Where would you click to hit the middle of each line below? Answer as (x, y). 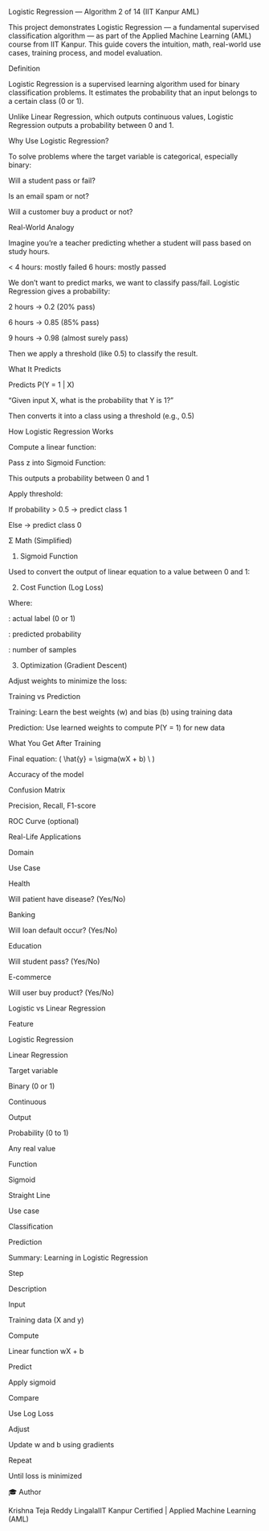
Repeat (20, 1460)
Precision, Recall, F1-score (52, 805)
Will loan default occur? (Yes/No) (63, 930)
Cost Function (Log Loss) (62, 587)
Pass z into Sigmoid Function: (57, 463)
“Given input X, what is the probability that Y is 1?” (91, 400)
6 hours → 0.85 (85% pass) (54, 322)
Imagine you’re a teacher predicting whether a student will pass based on (130, 243)
